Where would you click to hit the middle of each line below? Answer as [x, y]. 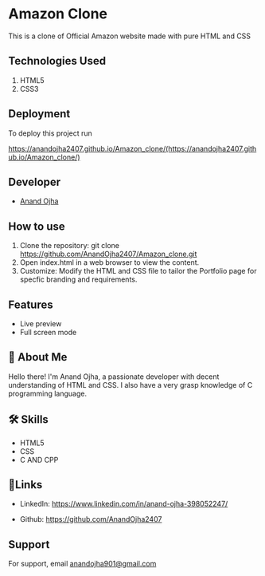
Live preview [41, 324]
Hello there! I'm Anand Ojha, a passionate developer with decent [114, 377]
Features [31, 304]
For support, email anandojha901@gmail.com [82, 564]
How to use [37, 226]
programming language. [48, 393]
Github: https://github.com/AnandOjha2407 [91, 519]
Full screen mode [48, 332]
